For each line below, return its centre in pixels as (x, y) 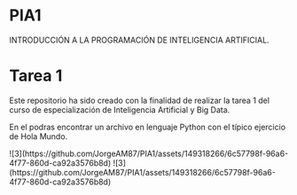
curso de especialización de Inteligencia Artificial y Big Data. (120, 109)
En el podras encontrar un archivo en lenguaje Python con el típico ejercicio (148, 127)
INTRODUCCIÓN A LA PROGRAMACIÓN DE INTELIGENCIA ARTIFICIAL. (139, 40)
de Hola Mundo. (39, 136)
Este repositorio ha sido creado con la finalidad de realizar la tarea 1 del (140, 100)
